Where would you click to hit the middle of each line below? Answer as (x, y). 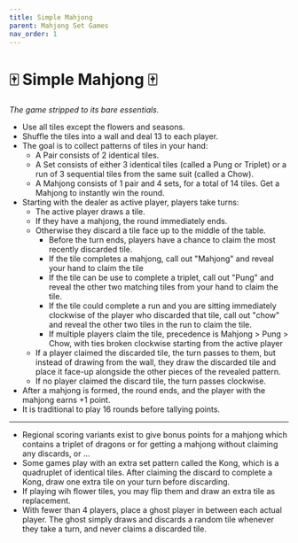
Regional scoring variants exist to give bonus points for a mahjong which (155, 435)
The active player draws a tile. (90, 212)
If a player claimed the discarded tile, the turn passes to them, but (156, 353)
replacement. (46, 500)
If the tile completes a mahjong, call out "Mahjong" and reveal (161, 259)
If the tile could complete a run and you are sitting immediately (162, 306)
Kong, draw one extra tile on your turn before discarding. (126, 482)
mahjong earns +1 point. (66, 400)
